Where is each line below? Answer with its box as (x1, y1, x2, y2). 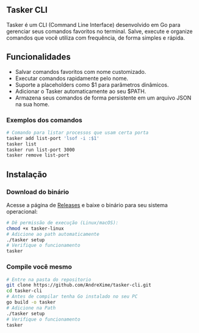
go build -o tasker (6, 299, 56, 306)
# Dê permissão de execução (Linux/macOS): (6, 219, 119, 225)
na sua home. (15, 100, 50, 108)
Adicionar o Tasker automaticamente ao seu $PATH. (15, 87, 147, 95)
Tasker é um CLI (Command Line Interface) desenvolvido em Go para (6, 21, 181, 28)
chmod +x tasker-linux (6, 225, 64, 232)
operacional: (6, 208, 38, 215)
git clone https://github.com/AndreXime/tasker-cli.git (6, 282, 151, 288)
